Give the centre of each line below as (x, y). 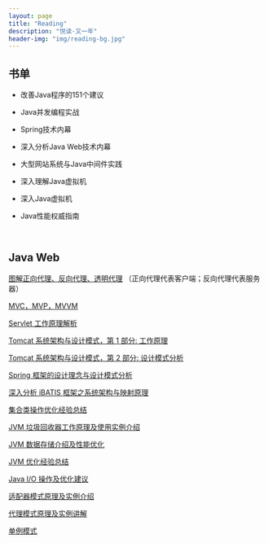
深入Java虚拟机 (46, 199)
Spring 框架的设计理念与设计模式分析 (70, 374)
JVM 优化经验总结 (39, 462)
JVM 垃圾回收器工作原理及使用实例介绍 (75, 427)
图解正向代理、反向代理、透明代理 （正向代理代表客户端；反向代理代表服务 (134, 278)
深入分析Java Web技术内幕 (66, 147)
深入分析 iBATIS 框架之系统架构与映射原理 (79, 392)
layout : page (31, 16)
